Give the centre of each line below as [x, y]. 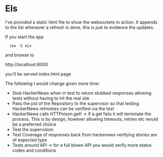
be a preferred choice [34, 124]
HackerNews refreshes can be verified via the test [63, 108]
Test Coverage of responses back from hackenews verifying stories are [84, 134]
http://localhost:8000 [27, 64]
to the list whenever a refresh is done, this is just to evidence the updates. [80, 27]
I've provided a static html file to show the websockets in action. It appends [81, 22]
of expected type [30, 140]
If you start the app [24, 37]
